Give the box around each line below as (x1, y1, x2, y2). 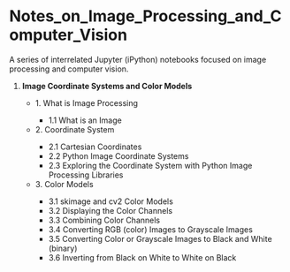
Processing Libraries (48, 170, 124, 180)
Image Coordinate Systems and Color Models (21, 80, 193, 91)
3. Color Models (34, 178, 95, 189)
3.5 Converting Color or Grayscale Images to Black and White (48, 233, 272, 244)
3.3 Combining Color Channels (48, 215, 161, 225)
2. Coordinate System (34, 124, 115, 134)
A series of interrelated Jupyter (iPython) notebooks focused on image (9, 54, 267, 64)
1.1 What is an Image (48, 115, 122, 125)
